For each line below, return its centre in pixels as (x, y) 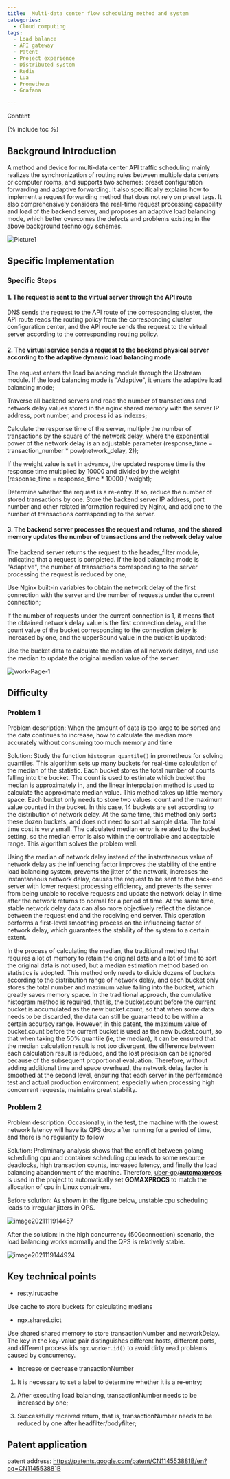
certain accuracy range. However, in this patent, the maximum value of (107, 1024)
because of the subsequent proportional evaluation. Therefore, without (107, 1060)
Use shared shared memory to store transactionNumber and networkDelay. (114, 1333)
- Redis (24, 71)
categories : (24, 20)
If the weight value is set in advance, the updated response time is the (106, 464)
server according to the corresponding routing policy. (83, 334)
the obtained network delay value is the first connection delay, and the (107, 622)
